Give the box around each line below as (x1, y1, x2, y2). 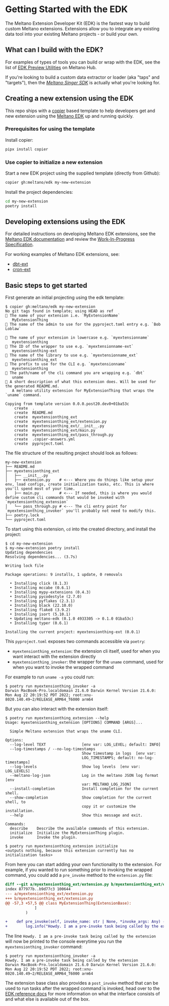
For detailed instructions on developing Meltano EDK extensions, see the (5, 231, 156, 237)
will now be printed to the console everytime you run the (5, 938, 122, 944)
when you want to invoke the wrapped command (12, 664, 114, 670)
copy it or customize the (81, 804, 136, 809)
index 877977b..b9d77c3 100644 (5, 887, 71, 892)
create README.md (14, 410, 53, 415)
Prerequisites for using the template (5, 125, 95, 132)
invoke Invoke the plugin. (10, 835, 78, 840)
